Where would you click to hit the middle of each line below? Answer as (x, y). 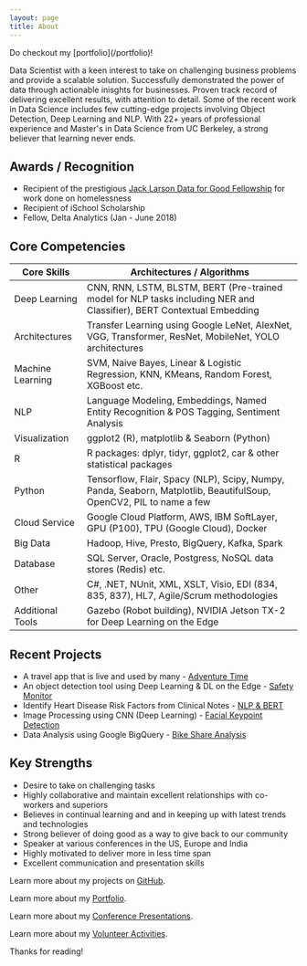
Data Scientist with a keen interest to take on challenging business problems (153, 70)
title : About (34, 26)
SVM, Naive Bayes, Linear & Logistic (164, 363)
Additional (36, 611)
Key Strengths (51, 763)
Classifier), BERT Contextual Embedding (173, 310)
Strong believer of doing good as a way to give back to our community (155, 834)
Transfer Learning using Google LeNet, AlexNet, (189, 325)
